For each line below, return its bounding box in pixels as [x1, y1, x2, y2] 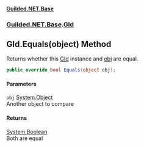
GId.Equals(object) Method [6, 39, 112, 49]
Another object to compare [6, 100, 74, 108]
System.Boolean [6, 128, 48, 135]
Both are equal [6, 135, 43, 142]
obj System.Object [6, 94, 53, 101]
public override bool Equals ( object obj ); [6, 67, 116, 73]
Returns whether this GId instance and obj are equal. [6, 55, 139, 62]
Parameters [6, 80, 37, 87]
